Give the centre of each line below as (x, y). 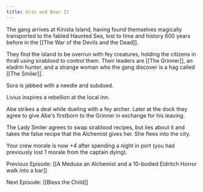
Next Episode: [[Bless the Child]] (47, 182)
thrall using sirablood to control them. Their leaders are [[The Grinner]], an (100, 60)
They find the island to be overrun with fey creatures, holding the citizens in (101, 54)
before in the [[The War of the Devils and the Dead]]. (73, 42)
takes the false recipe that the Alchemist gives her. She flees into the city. (98, 133)
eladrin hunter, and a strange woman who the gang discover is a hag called (101, 67)
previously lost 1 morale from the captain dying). (67, 152)
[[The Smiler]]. (25, 73)
